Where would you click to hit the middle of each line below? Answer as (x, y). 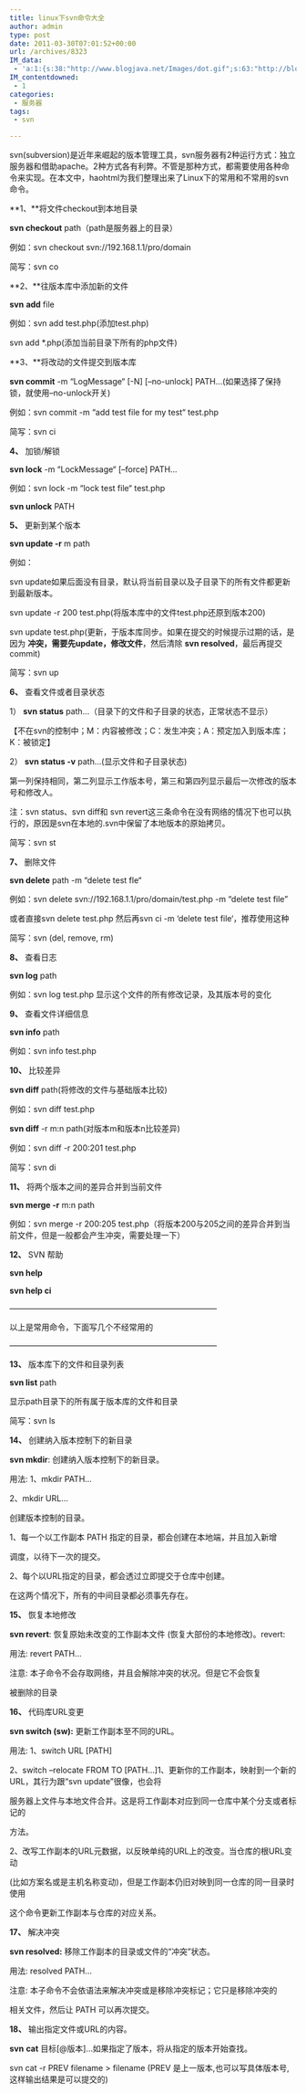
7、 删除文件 (33, 862)
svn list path (33, 1383)
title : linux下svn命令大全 (57, 18)
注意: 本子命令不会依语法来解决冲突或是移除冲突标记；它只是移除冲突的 (143, 1991)
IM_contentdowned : (44, 78)
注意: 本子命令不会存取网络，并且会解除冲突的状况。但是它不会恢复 (135, 1673)
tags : (20, 111)
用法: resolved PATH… (51, 1971)
